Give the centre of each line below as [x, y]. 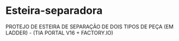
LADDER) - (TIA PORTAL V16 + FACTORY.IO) [59, 32]
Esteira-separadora [54, 11]
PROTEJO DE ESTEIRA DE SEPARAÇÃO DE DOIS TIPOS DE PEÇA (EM [90, 27]
